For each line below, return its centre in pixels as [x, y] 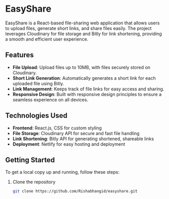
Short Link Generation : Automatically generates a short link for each [84, 78]
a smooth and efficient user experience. [47, 39]
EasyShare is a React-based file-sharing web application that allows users [82, 23]
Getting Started [30, 160]
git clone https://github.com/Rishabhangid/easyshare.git [75, 191]
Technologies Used [36, 115]
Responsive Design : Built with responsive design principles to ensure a [87, 94]
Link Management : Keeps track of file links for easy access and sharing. [88, 89]
